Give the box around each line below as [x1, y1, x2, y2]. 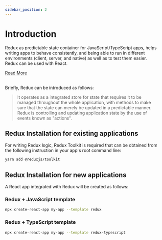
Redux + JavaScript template [5, 196, 76, 203]
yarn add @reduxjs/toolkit [5, 157, 60, 162]
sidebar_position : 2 [5, 7, 47, 12]
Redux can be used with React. [5, 60, 68, 66]
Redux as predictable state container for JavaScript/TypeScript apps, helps [5, 45, 157, 51]
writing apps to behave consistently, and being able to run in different [5, 50, 145, 56]
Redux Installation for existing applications [5, 129, 139, 138]
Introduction [5, 28, 57, 39]
